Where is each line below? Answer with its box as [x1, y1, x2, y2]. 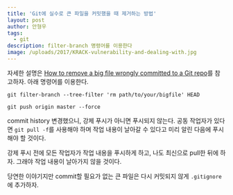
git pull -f [14, 126, 49, 133]
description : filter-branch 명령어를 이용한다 [7, 42, 132, 49]
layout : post [7, 17, 45, 24]
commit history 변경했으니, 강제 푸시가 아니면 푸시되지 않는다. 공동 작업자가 [7, 116, 213, 125]
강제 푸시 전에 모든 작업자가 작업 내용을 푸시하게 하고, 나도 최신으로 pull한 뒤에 [7, 149, 219, 157]
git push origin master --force [7, 103, 101, 110]
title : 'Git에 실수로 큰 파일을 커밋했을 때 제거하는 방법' [7, 10, 157, 17]
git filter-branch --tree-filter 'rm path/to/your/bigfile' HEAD [7, 91, 200, 98]
